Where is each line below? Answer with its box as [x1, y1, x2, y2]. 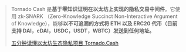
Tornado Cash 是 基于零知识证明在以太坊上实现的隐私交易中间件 [11, 6, 165, 12]
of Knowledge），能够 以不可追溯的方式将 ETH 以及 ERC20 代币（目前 [11, 20, 178, 27]
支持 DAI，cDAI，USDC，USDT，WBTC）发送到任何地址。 [11, 27, 155, 34]
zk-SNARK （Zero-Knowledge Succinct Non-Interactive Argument [18, 13, 178, 20]
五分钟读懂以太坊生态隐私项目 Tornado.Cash [11, 40, 119, 46]
